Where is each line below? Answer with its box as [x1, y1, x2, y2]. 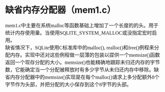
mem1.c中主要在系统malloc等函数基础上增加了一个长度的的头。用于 [5, 23, 159, 29]
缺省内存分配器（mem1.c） [5, 4, 116, 16]
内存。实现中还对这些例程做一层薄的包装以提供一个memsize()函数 [10, 52, 160, 58]
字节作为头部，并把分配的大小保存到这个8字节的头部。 [5, 82, 132, 88]
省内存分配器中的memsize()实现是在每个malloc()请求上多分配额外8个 [5, 74, 160, 80]
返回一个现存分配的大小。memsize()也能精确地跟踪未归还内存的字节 [5, 60, 160, 65]
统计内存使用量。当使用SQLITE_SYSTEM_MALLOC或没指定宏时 [5, 30, 152, 36]
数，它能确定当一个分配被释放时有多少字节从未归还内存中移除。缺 [5, 67, 160, 73]
